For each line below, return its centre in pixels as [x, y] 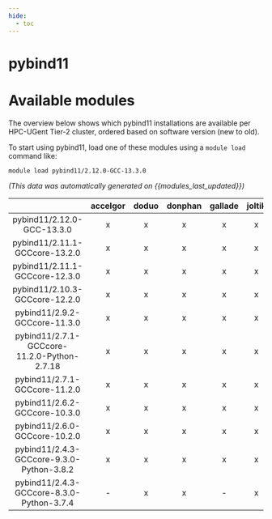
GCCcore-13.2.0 [48, 253]
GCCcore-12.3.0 [48, 276]
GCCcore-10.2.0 [48, 436]
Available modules [72, 100]
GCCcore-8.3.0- [48, 492]
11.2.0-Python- [47, 355]
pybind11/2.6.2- [48, 402]
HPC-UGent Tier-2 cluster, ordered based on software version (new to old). [134, 131]
